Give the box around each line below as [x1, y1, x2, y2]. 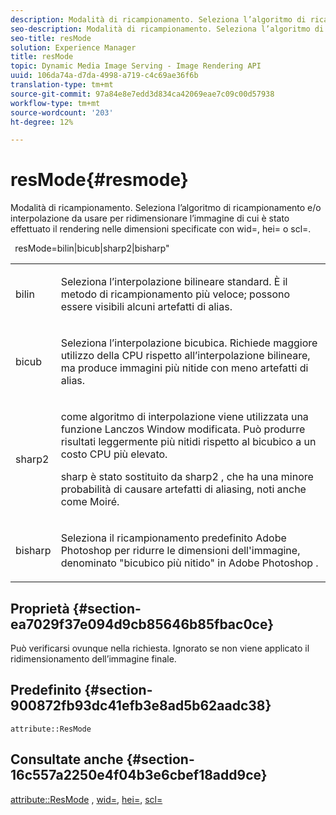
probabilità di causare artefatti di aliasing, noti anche [60, 482, 307, 496]
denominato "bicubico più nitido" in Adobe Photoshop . [60, 556, 319, 570]
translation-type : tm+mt [10, 80, 114, 90]
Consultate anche [10, 751, 124, 768]
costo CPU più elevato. [60, 447, 168, 461]
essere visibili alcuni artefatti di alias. [60, 300, 233, 314]
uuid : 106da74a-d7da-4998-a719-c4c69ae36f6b [10, 71, 199, 81]
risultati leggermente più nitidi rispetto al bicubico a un [60, 435, 317, 449]
